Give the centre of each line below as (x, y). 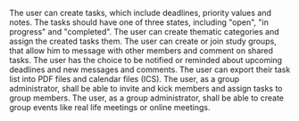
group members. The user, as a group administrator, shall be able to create (146, 98)
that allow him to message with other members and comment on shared (141, 51)
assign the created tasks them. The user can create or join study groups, (143, 41)
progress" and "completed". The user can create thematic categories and (144, 32)
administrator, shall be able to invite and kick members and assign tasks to (146, 89)
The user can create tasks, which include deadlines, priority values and (141, 13)
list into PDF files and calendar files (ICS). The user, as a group (125, 79)
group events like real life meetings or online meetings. (110, 107)
